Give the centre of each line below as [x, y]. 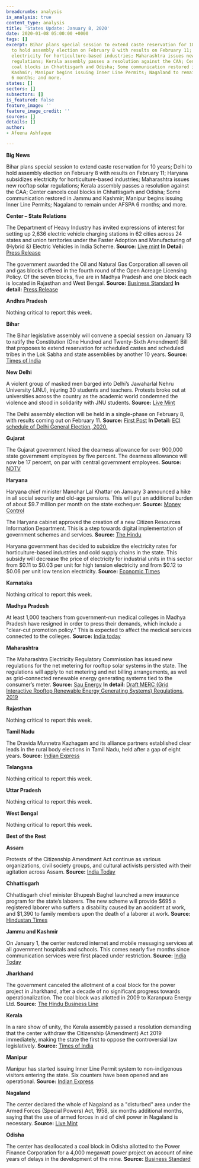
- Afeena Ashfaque [29, 133]
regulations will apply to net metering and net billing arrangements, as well [97, 672]
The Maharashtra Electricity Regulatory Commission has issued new [89, 659]
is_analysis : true [29, 17]
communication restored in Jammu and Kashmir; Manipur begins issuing [94, 198]
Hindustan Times [27, 920]
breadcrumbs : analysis [34, 12]
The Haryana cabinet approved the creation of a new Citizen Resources [93, 522]
